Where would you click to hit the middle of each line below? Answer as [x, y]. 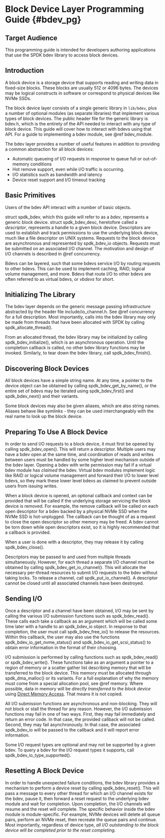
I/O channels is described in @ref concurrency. [53, 254]
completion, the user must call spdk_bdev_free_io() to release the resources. [82, 631]
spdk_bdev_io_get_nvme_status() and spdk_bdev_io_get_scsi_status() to [78, 642]
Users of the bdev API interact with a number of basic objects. [68, 207]
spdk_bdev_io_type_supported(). [38, 755]
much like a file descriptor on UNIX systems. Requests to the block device [80, 238]
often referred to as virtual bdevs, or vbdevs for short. [60, 279]
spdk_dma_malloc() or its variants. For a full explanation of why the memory [82, 678]
